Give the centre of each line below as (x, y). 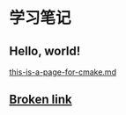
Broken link (41, 100)
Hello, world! (45, 50)
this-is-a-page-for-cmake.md (63, 72)
